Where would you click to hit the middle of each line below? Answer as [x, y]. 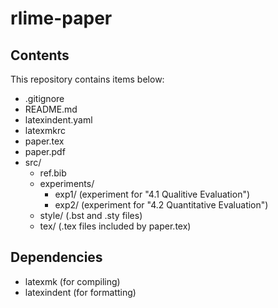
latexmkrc [45, 130]
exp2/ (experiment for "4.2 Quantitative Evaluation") [161, 205]
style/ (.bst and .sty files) [91, 215]
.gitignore [44, 98]
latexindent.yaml [58, 120]
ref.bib [53, 173]
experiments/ [67, 183]
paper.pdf [45, 151]
